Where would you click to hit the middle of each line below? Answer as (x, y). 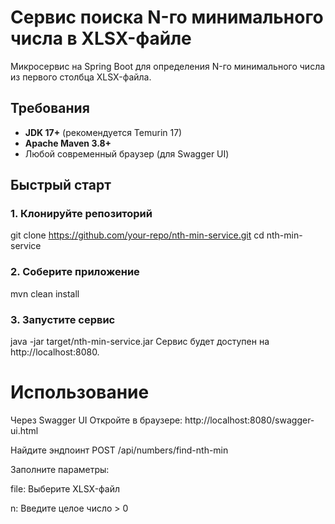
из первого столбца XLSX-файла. (81, 77)
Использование (80, 392)
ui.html (24, 430)
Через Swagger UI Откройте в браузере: (96, 420)
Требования (50, 108)
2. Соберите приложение (75, 272)
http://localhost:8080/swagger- (249, 420)
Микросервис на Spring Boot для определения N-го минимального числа (168, 66)
